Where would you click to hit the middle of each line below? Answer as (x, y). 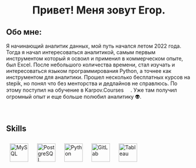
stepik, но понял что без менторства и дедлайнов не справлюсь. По (92, 83)
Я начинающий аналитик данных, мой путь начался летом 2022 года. (94, 46)
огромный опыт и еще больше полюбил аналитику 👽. (74, 97)
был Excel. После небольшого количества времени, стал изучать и (91, 65)
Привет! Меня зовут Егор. (99, 10)
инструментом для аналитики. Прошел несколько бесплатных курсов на (98, 77)
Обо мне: (24, 32)
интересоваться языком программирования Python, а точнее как (89, 71)
